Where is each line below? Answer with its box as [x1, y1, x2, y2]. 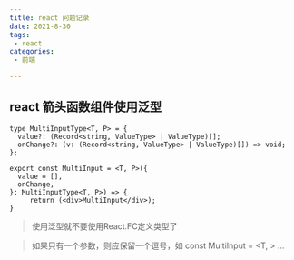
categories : [9, 47, 54, 56]
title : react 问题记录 [9, 13, 90, 23]
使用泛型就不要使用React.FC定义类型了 [31, 220, 178, 232]
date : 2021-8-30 [9, 22, 71, 31]
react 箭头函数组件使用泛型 [9, 99, 162, 115]
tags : [9, 30, 30, 39]
